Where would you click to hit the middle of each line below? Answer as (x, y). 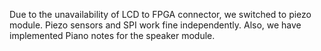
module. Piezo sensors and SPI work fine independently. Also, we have (155, 25)
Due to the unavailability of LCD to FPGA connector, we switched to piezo (160, 14)
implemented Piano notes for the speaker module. (112, 35)
